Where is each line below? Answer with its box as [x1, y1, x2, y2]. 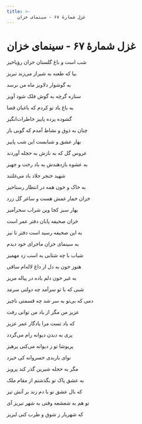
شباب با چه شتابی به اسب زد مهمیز [6, 252, 84, 259]
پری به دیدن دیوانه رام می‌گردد [6, 331, 73, 338]
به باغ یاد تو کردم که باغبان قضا [6, 104, 74, 111]
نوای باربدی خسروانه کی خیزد [6, 354, 71, 361]
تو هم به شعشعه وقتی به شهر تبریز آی [6, 399, 90, 406]
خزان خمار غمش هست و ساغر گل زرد [6, 195, 90, 202]
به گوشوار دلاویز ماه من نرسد [6, 82, 72, 89]
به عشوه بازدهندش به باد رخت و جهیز [6, 161, 88, 168]
